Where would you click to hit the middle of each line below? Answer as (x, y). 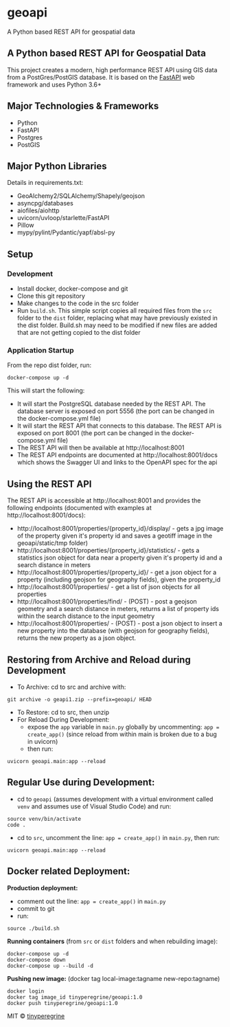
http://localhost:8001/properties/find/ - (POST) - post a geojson (107, 601)
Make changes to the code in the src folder (78, 303)
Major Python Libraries (57, 166)
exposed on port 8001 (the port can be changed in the (94, 433)
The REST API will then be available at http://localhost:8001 (101, 448)
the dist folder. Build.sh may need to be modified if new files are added (117, 325)
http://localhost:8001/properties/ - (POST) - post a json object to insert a (120, 623)
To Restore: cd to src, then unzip (63, 712)
